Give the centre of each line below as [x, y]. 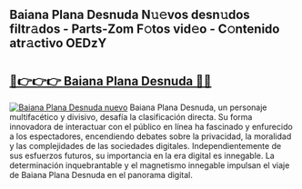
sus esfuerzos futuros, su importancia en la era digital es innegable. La [142, 155]
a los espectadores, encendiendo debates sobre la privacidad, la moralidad [151, 136]
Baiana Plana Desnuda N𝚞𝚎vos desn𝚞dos [130, 15]
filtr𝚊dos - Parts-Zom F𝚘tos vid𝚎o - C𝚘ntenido [145, 30]
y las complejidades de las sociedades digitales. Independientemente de [146, 146]
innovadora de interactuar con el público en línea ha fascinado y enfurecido [151, 127]
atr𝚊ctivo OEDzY [58, 43]
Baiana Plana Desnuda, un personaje [198, 107]
